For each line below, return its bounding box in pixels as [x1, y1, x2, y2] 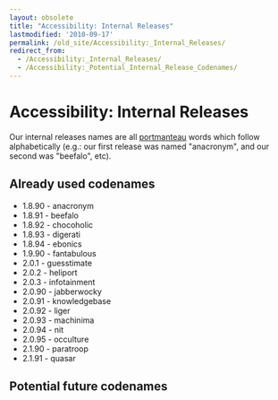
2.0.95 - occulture [21, 334, 89, 344]
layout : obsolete [9, 13, 74, 22]
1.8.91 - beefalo [21, 210, 79, 221]
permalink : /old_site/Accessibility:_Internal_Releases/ [9, 38, 226, 48]
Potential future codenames [9, 378, 168, 395]
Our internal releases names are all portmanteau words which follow [9, 131, 261, 142]
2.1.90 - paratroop [21, 343, 89, 354]
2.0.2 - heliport [21, 266, 78, 278]
